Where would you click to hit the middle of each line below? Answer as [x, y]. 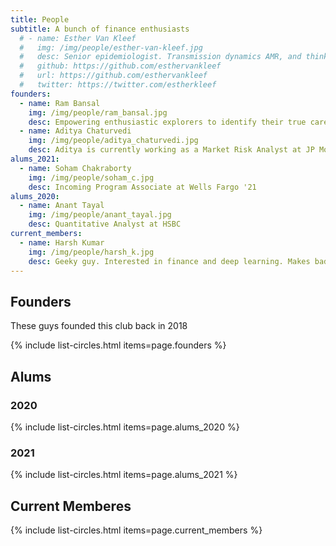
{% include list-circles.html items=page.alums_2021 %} [124, 475]
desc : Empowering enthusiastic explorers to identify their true [167, 122]
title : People [40, 19]
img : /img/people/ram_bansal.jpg [98, 112]
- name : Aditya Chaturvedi [75, 131]
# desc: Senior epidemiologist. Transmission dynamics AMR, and [160, 57]
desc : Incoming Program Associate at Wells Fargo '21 [142, 187]
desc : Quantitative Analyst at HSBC [105, 224]
